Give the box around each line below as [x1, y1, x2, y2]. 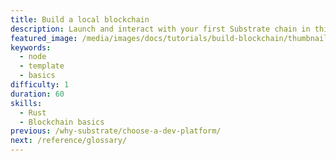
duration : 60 [10, 89, 65, 99]
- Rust [19, 107, 47, 118]
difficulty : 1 [10, 80, 70, 90]
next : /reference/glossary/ [10, 136, 128, 146]
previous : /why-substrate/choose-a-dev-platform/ [10, 126, 222, 136]
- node [19, 52, 47, 62]
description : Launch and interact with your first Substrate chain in [10, 24, 311, 34]
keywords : [10, 42, 52, 53]
